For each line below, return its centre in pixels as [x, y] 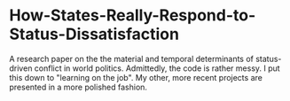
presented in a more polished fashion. [78, 87]
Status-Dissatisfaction [94, 34]
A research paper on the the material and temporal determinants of [132, 58]
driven [21, 68]
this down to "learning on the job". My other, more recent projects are [136, 77]
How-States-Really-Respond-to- [133, 16]
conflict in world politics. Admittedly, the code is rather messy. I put [157, 68]
